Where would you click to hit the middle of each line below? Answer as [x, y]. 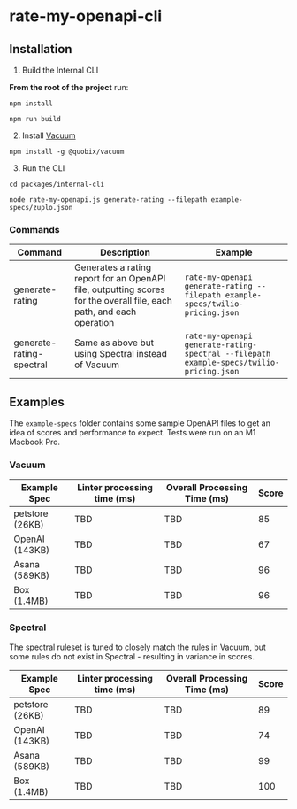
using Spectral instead [121, 354]
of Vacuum [97, 365]
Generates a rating [113, 267]
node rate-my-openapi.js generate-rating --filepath [108, 200]
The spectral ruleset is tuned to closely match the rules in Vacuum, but [138, 647]
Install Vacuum [49, 135]
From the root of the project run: [69, 87]
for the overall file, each [123, 301]
